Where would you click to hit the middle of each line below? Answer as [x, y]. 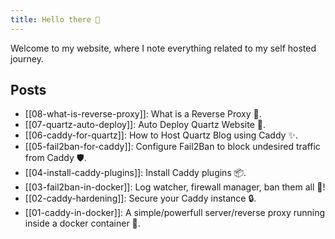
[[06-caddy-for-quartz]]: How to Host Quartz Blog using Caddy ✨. [161, 135]
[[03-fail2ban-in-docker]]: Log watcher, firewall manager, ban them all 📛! [175, 187]
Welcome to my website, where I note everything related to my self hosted [163, 48]
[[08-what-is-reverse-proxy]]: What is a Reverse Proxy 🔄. [143, 114]
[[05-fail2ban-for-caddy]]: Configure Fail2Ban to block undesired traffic [172, 147]
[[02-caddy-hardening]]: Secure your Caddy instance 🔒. [140, 198]
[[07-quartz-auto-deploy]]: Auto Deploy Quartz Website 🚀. [145, 125]
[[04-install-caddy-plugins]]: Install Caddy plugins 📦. [135, 173]
